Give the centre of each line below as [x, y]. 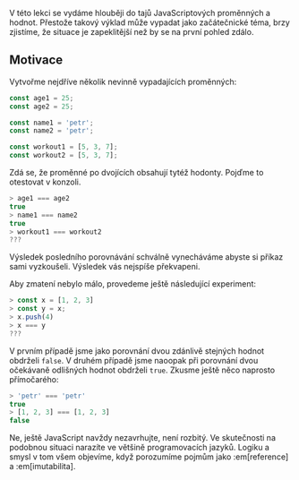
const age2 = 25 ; [42, 107]
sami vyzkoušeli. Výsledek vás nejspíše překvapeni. [105, 267]
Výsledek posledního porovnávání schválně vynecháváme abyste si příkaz [146, 257]
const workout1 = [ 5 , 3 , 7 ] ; [64, 147]
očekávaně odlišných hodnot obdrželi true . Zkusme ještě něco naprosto [142, 370]
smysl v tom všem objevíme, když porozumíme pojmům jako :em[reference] [149, 457]
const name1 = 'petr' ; [51, 123]
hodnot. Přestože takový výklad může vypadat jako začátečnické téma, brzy [150, 22]
